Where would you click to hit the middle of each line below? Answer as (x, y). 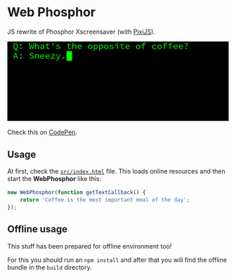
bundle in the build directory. (50, 267)
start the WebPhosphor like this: (54, 179)
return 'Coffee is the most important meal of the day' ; (105, 200)
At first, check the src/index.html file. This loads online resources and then (117, 171)
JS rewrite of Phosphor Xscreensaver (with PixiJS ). (81, 32)
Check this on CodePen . (42, 132)
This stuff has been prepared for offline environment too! (90, 246)
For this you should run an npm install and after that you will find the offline (117, 260)
